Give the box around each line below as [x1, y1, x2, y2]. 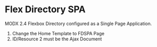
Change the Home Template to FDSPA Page [12, 30, 105, 36]
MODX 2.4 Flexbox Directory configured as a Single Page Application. [5, 20, 152, 27]
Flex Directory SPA [5, 4, 86, 15]
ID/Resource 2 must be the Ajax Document [12, 36, 102, 42]
